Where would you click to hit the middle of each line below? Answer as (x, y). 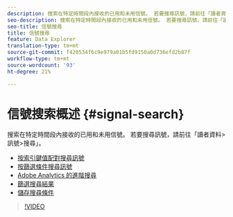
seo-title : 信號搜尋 (35, 26)
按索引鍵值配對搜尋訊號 (51, 158)
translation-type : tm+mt (43, 46)
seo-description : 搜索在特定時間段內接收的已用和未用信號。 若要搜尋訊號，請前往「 (115, 20)
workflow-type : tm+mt (38, 59)
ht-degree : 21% (29, 71)
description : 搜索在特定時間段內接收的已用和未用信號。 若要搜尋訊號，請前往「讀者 (114, 14)
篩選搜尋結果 (35, 184)
